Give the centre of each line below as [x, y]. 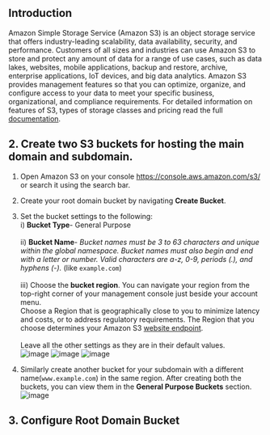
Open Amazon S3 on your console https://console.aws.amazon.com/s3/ [140, 176]
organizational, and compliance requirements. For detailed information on [131, 101]
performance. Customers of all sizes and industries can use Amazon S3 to [132, 50]
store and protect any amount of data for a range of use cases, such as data [135, 58]
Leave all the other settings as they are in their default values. [122, 345]
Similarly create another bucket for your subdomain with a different [132, 369]
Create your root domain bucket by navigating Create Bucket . [123, 201]
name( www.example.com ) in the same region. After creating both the [131, 378]
